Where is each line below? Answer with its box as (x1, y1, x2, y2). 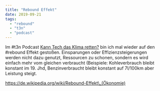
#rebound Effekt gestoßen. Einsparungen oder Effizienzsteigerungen (5, 49, 147, 55)
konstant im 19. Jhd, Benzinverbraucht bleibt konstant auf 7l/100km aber (5, 65, 154, 71)
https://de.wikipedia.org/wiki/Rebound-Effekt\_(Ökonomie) (5, 80, 126, 86)
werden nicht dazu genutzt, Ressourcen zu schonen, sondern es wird (5, 55, 148, 60)
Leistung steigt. (5, 71, 37, 76)
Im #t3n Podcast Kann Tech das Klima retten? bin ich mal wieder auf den (5, 44, 155, 50)
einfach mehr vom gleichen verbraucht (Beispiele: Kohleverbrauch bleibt (5, 60, 154, 66)
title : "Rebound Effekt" (5, 7, 57, 12)
